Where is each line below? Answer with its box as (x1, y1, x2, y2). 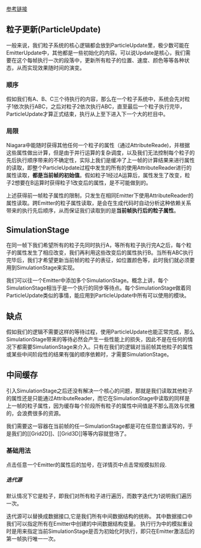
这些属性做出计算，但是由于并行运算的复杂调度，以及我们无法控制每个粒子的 (6, 149, 195, 156)
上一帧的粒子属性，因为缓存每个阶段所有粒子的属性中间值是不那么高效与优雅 (6, 402, 195, 409)
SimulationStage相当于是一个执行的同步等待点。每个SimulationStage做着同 (6, 284, 191, 291)
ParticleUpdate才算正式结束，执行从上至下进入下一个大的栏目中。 (6, 111, 169, 118)
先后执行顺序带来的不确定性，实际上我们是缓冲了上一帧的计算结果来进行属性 (6, 157, 195, 164)
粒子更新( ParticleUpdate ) (6, 25, 101, 35)
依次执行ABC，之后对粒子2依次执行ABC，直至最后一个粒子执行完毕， (13, 103, 185, 110)
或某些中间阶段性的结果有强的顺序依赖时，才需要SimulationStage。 (6, 351, 172, 358)
